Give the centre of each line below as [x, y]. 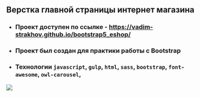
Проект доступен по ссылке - [61, 27]
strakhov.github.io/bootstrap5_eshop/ [73, 34]
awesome [26, 75]
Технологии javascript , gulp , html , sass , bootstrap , [91, 67]
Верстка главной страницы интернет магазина [101, 10]
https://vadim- [131, 27]
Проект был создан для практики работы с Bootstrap [98, 51]
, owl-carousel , [59, 75]
